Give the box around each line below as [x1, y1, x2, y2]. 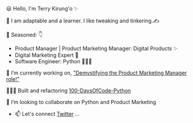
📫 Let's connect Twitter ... [14, 111, 80, 117]
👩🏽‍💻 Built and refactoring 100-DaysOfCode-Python [6, 87, 131, 94]
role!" [6, 76, 20, 82]
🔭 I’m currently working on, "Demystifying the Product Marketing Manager [6, 69, 188, 76]
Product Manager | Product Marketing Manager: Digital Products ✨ [14, 45, 178, 52]
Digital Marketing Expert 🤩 [14, 51, 79, 59]
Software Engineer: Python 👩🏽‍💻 [14, 58, 92, 64]
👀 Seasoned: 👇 [6, 31, 43, 38]
